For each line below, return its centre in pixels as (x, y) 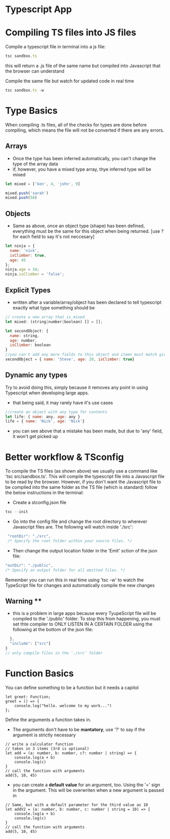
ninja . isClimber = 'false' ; (35, 274)
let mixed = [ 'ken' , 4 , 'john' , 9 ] (43, 184)
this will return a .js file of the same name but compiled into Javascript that (83, 66)
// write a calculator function (39, 744)
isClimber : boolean (30, 345)
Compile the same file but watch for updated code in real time (70, 81)
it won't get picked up (35, 437)
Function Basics (40, 674)
